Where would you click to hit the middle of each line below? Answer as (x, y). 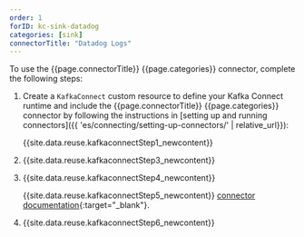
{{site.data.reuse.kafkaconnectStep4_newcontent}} (119, 178)
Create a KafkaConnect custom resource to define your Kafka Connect (153, 96)
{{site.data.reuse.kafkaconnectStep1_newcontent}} (118, 143)
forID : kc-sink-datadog (54, 26)
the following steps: (46, 79)
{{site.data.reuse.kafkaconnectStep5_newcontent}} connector (139, 195)
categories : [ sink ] (46, 35)
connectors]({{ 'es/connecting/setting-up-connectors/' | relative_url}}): (155, 125)
